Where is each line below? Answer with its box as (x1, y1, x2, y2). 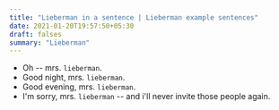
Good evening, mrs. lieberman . (22, 81, 136, 92)
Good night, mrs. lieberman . (22, 72, 126, 83)
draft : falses (9, 30, 63, 38)
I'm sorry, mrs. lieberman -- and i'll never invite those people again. (22, 91, 271, 102)
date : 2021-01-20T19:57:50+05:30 (9, 21, 135, 30)
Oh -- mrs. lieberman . (22, 63, 102, 73)
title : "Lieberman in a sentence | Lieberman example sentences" (9, 13, 258, 22)
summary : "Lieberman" (9, 38, 91, 47)
